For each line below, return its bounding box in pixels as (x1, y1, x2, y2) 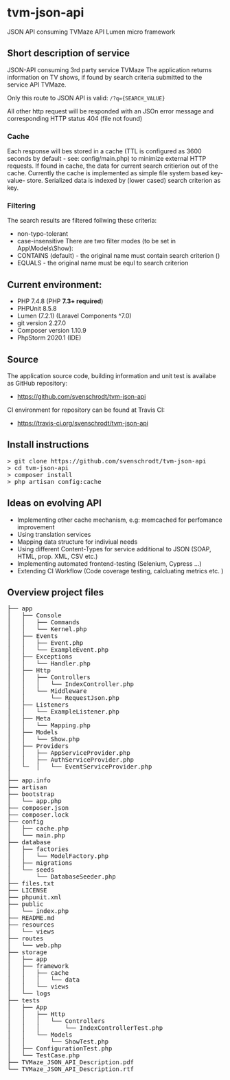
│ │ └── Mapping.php (7, 722, 91, 729)
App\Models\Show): (16, 244, 73, 252)
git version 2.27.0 (16, 319, 67, 327)
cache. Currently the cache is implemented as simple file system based (7, 169, 209, 177)
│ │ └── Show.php (7, 736, 80, 743)
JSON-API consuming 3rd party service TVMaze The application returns (7, 65, 212, 74)
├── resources (7, 921, 55, 929)
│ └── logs (7, 990, 51, 998)
